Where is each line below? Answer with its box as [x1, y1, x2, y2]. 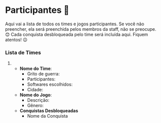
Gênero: [27, 103, 44, 109]
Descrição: [27, 97, 50, 103]
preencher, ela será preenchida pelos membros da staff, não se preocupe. [5, 26, 157, 32]
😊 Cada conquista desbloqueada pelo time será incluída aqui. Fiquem [5, 31, 149, 37]
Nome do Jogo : [19, 92, 52, 98]
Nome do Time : [19, 65, 52, 71]
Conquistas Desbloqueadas [19, 108, 78, 114]
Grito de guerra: [27, 71, 60, 77]
